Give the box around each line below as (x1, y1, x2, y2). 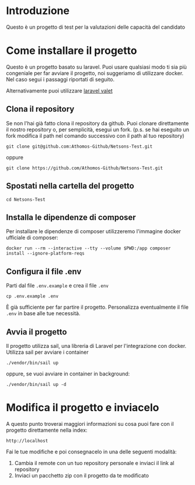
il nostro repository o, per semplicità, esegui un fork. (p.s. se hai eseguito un (6, 126, 190, 133)
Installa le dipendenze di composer (6, 212, 136, 222)
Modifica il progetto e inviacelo (6, 401, 159, 414)
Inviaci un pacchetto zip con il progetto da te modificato (14, 472, 149, 479)
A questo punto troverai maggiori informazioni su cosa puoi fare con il (6, 420, 174, 427)
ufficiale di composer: (6, 234, 58, 241)
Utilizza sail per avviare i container (6, 349, 89, 356)
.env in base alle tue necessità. (6, 310, 81, 317)
